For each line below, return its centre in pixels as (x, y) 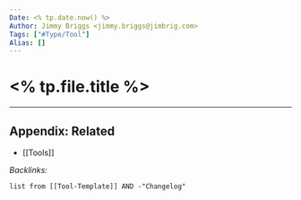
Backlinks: (28, 170)
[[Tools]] (38, 152)
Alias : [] (28, 43)
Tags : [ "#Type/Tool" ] (50, 34)
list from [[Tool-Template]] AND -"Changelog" (98, 187)
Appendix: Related (62, 131)
